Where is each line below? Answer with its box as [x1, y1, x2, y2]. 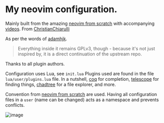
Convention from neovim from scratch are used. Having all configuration [5, 91, 157, 97]
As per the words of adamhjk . [5, 36, 67, 42]
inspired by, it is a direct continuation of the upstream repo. [17, 51, 142, 57]
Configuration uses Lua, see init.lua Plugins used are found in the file [5, 70, 154, 77]
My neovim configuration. [5, 4, 118, 15]
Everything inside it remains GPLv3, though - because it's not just [17, 45, 155, 51]
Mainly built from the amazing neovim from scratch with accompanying [5, 20, 155, 26]
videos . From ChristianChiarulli [5, 25, 70, 32]
